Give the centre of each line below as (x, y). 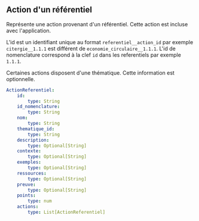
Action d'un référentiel (49, 10)
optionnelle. (21, 79)
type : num (40, 201)
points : (26, 196)
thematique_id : (36, 129)
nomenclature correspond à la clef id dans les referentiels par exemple (94, 55)
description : (33, 140)
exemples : (29, 162)
